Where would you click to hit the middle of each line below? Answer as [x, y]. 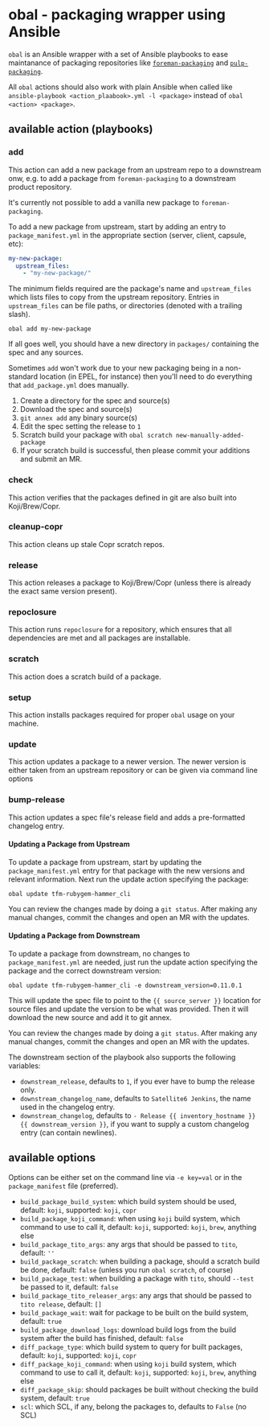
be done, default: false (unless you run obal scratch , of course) [126, 1269]
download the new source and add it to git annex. [90, 1018]
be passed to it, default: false [69, 1287]
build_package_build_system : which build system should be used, [128, 1201]
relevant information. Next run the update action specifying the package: [128, 879]
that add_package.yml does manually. [69, 385]
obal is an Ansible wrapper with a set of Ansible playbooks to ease [118, 54]
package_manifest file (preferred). [63, 1186]
